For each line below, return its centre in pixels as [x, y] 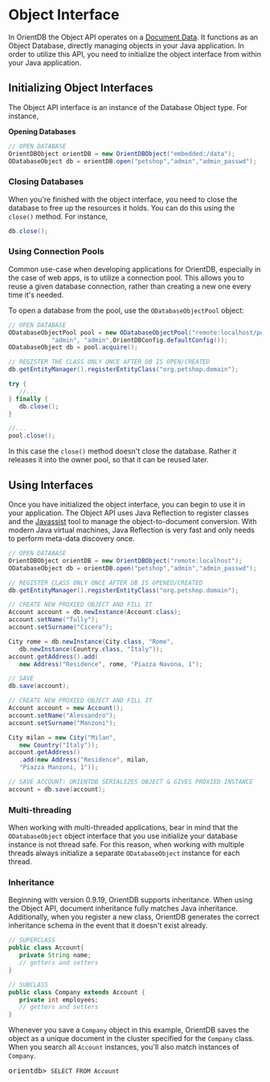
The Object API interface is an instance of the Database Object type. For [128, 107]
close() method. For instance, [58, 216]
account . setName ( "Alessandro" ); [62, 715]
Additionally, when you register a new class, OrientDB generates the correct [134, 917]
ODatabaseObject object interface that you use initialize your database [123, 836]
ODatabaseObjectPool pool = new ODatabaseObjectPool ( [100, 332]
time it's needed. [36, 294]
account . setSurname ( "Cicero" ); [61, 627]
